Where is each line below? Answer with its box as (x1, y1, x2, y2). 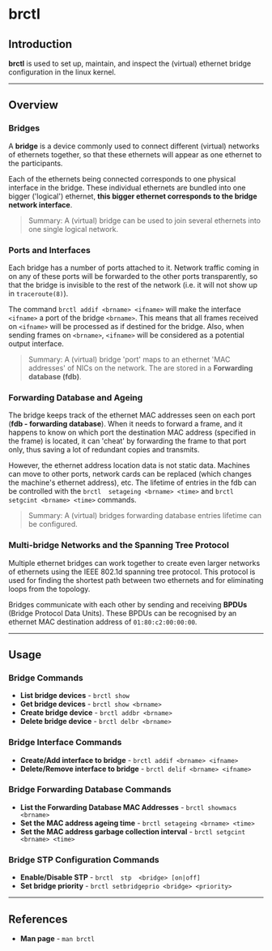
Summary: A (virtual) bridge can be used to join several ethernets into (28, 216, 261, 225)
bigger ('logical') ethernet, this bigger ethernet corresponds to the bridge (8, 191, 257, 201)
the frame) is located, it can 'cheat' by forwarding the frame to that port (8, 436, 247, 446)
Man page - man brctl (19, 933, 96, 943)
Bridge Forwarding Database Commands (8, 784, 172, 795)
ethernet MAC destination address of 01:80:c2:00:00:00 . (8, 617, 198, 627)
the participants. (8, 158, 63, 168)
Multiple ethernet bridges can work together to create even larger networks (8, 558, 261, 568)
